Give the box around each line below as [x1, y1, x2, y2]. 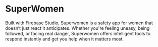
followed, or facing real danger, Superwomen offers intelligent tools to [5, 30, 150, 36]
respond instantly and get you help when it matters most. [5, 36, 124, 42]
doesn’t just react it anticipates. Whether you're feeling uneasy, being [5, 25, 150, 31]
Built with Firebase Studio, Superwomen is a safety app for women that [5, 20, 153, 26]
